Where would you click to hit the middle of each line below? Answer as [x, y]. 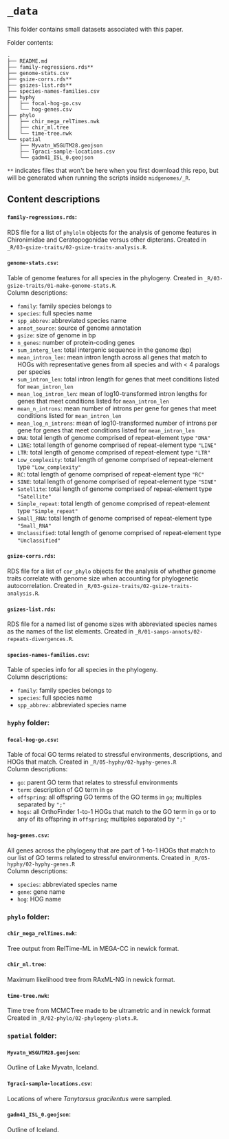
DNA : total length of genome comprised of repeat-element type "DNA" [114, 437]
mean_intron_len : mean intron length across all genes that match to [112, 357]
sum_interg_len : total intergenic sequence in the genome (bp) [104, 350]
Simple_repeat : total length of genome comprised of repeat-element [113, 503]
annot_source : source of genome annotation [79, 328]
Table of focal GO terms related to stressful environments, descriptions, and [115, 755]
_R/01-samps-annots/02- [169, 632]
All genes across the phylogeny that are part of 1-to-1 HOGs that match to [111, 850]
